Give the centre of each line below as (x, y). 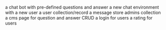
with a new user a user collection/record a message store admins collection (83, 12)
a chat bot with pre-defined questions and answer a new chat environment (82, 7)
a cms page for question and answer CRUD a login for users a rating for (79, 18)
